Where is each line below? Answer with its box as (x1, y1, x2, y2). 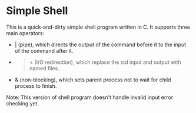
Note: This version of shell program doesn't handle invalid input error (6, 94, 174, 101)
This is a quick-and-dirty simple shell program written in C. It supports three (6, 23, 190, 30)
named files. (29, 64, 60, 71)
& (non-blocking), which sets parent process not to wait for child (14, 76, 171, 83)
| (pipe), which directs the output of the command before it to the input (14, 41, 187, 48)
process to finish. (14, 82, 57, 89)
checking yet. (6, 100, 39, 107)
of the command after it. (14, 47, 74, 54)
